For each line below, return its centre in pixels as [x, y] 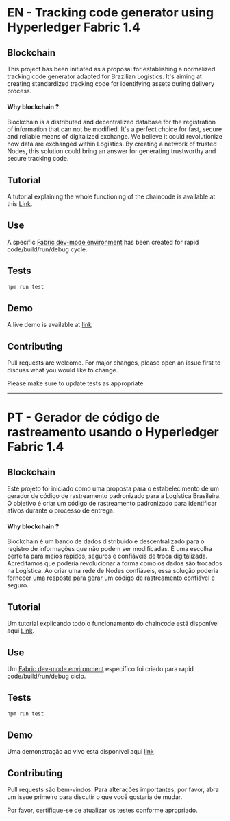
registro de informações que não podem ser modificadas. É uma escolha [110, 549]
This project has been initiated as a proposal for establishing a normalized [111, 69]
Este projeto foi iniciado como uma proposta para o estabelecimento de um [113, 488]
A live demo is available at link [50, 325]
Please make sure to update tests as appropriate [75, 383]
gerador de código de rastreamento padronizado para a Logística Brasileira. [114, 496]
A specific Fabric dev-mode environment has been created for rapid [103, 242]
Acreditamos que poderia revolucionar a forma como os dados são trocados [115, 563]
